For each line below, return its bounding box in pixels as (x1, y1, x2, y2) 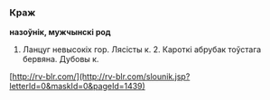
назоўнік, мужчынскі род (9, 27, 111, 38)
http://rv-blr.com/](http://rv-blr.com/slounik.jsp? (12, 71, 191, 82)
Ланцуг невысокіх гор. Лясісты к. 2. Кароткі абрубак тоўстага (22, 44, 262, 55)
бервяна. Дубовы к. (22, 54, 99, 65)
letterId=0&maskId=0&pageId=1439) (9, 81, 146, 92)
